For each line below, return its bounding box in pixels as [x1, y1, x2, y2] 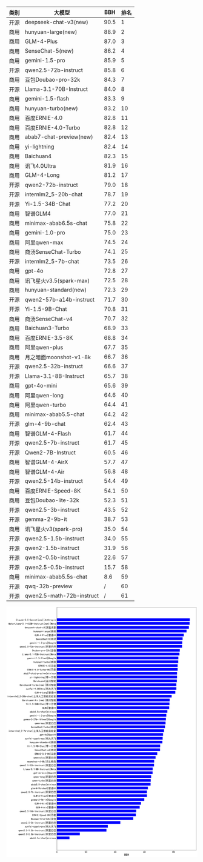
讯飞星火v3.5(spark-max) [25, 277, 90, 284]
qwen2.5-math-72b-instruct [25, 592, 99, 600]
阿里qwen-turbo [25, 401, 67, 408]
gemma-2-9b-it [25, 516, 68, 523]
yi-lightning [25, 143, 55, 150]
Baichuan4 [25, 152, 52, 159]
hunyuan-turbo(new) [25, 104, 78, 112]
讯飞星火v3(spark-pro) [25, 525, 83, 532]
